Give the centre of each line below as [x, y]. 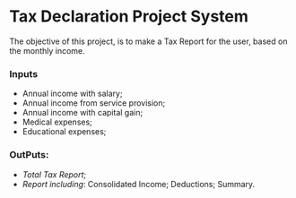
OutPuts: [29, 155]
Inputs [24, 73]
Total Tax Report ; [54, 174]
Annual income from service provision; [94, 103]
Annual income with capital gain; [83, 113]
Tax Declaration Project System [129, 17]
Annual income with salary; [72, 94]
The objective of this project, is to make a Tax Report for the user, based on [148, 41]
